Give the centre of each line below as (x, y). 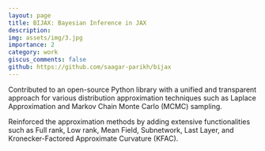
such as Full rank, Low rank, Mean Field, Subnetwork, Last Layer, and (121, 130)
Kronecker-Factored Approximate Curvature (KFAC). (93, 138)
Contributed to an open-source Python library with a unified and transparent (132, 89)
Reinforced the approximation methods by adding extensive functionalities (129, 121)
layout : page (30, 15)
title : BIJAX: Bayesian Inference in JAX (78, 23)
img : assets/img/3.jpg (45, 38)
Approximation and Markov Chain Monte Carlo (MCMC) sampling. (115, 106)
